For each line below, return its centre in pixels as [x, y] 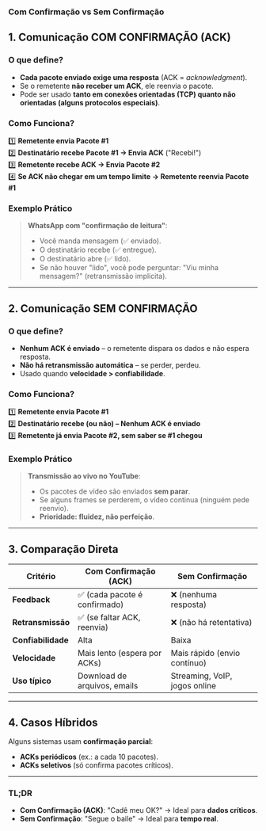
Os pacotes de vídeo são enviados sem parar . [115, 492]
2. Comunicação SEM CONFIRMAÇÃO [103, 309]
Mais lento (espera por [120, 654]
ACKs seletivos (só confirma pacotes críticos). [97, 765]
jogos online [193, 686]
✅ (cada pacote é [110, 595]
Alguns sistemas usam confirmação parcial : [81, 741]
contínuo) [189, 663]
